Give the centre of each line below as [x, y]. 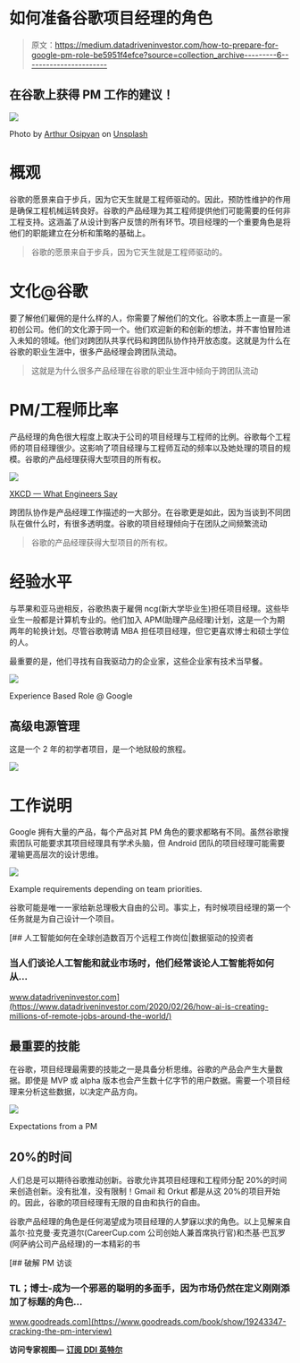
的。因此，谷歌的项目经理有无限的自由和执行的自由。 [107, 1203]
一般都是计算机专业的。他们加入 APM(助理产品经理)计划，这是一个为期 [155, 620]
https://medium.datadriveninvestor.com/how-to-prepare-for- [167, 45]
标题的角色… [55, 1302]
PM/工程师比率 [64, 410]
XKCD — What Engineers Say [63, 493]
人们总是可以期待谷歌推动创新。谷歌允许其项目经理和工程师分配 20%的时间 [148, 1180]
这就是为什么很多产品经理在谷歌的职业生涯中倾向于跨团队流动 [145, 370]
